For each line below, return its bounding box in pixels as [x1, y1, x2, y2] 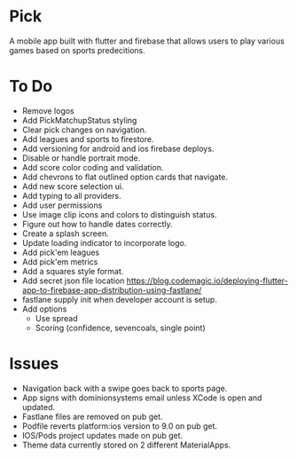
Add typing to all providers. [21, 190, 121, 201]
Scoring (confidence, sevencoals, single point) [35, 322, 206, 333]
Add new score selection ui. [21, 180, 124, 192]
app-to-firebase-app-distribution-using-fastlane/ [21, 284, 202, 295]
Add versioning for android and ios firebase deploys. [21, 143, 215, 154]
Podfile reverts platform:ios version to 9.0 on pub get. [21, 420, 218, 431]
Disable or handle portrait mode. [21, 153, 141, 163]
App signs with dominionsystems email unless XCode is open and [21, 392, 262, 403]
